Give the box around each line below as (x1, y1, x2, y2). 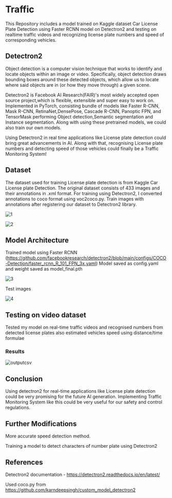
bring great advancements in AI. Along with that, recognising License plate (5, 140, 163, 146)
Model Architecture (5, 236, 69, 244)
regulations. (5, 405, 31, 411)
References (5, 458, 43, 467)
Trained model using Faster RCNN (5, 250, 78, 256)
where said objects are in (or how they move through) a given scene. (5, 82, 151, 88)
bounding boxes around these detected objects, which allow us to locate (5, 76, 159, 83)
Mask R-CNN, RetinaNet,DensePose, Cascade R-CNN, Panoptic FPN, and (5, 108, 161, 114)
